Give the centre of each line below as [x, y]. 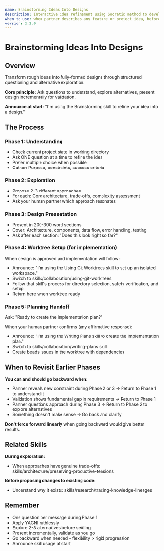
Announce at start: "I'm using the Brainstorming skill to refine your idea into [82, 107]
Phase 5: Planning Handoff [37, 307]
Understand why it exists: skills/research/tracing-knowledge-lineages [82, 490]
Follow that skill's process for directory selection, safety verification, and [85, 283]
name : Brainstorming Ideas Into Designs [47, 10]
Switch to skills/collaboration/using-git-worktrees [62, 278]
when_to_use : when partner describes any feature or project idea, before [83, 19]
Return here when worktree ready [46, 294]
